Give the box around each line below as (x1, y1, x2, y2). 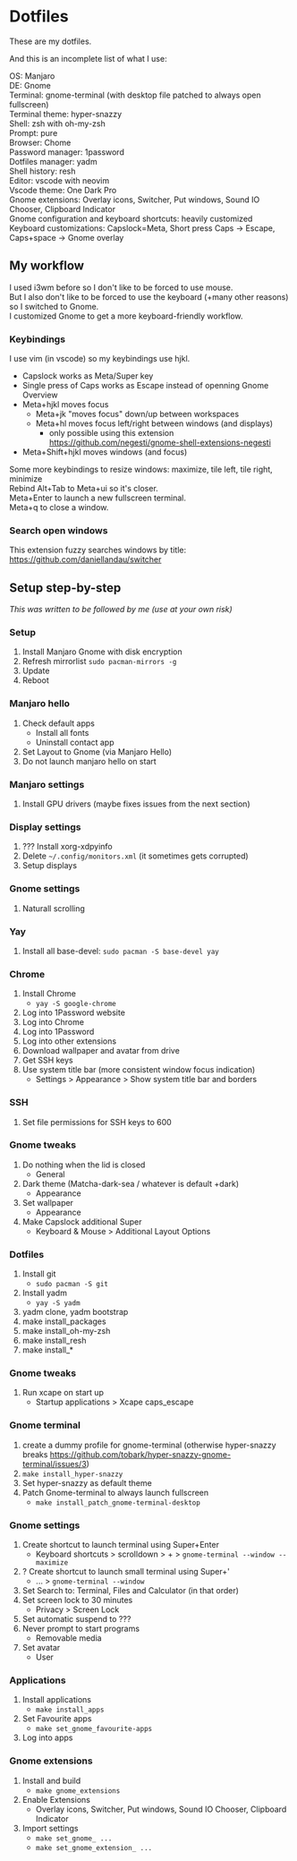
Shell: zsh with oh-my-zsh (9, 118, 106, 129)
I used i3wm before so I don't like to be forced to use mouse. (9, 282, 233, 293)
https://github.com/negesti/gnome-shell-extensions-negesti (48, 437, 271, 448)
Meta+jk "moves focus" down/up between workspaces (35, 409, 240, 420)
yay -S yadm (35, 1299, 81, 1308)
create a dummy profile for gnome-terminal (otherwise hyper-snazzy (21, 1439, 276, 1450)
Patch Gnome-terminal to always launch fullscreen (21, 1487, 209, 1498)
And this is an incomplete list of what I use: (9, 53, 167, 64)
